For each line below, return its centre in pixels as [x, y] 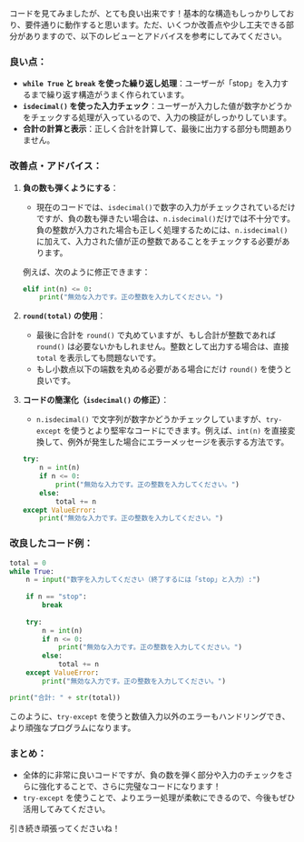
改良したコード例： [51, 544]
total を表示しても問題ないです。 [98, 358]
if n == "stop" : [57, 597]
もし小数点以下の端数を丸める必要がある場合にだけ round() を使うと [164, 369]
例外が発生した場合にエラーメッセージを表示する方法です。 [178, 442]
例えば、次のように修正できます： [86, 272]
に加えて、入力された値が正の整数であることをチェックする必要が [159, 241]
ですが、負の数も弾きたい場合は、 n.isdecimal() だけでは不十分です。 [166, 218]
